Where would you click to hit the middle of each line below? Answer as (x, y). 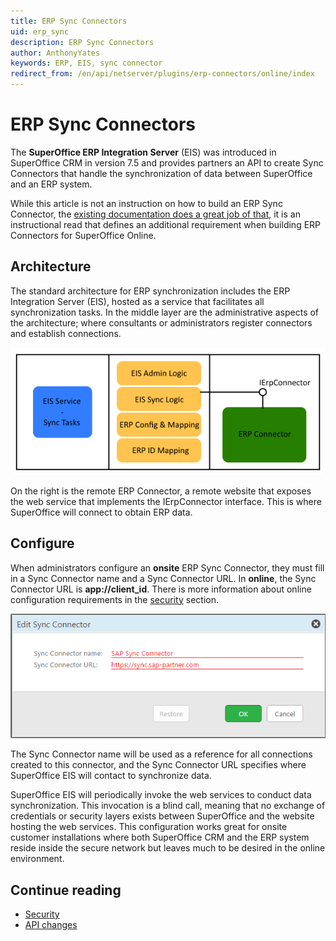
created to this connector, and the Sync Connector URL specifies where (158, 765)
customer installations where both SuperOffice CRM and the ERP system (160, 837)
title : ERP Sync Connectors (69, 21)
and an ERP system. (51, 184)
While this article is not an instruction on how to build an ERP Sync (146, 203)
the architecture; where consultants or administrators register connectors (161, 322)
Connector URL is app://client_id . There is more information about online (161, 589)
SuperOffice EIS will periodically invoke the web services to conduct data (161, 795)
